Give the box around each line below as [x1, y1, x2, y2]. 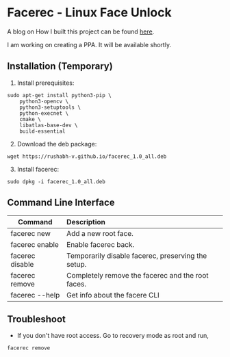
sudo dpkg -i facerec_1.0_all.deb [7, 178, 106, 185]
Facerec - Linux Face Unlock [7, 5, 172, 21]
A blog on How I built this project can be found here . [7, 27, 155, 36]
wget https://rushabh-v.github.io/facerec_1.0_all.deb [7, 153, 167, 160]
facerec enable [10, 239, 60, 249]
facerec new [10, 228, 51, 238]
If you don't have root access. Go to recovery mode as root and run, [16, 332, 209, 340]
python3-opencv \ [19, 98, 69, 105]
